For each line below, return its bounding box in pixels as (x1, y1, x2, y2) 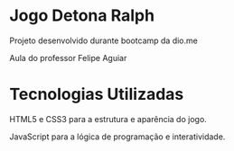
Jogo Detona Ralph (9, 5, 155, 26)
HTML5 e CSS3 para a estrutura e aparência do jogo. (9, 113, 208, 124)
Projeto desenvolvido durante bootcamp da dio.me (9, 35, 199, 46)
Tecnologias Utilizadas (9, 84, 184, 104)
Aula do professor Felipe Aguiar (9, 52, 127, 63)
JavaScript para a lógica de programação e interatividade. (9, 131, 226, 142)
